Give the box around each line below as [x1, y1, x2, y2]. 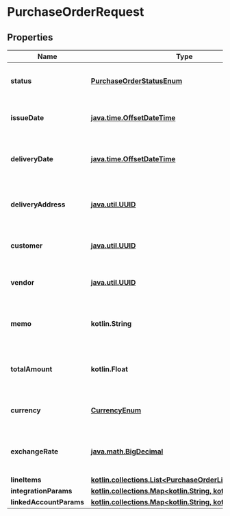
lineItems [10, 475, 42, 484]
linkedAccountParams [10, 497, 84, 506]
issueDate [10, 113, 44, 122]
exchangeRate [10, 447, 59, 456]
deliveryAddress [10, 200, 66, 209]
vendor [10, 278, 35, 287]
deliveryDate [10, 154, 53, 163]
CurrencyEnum [90, 406, 142, 415]
